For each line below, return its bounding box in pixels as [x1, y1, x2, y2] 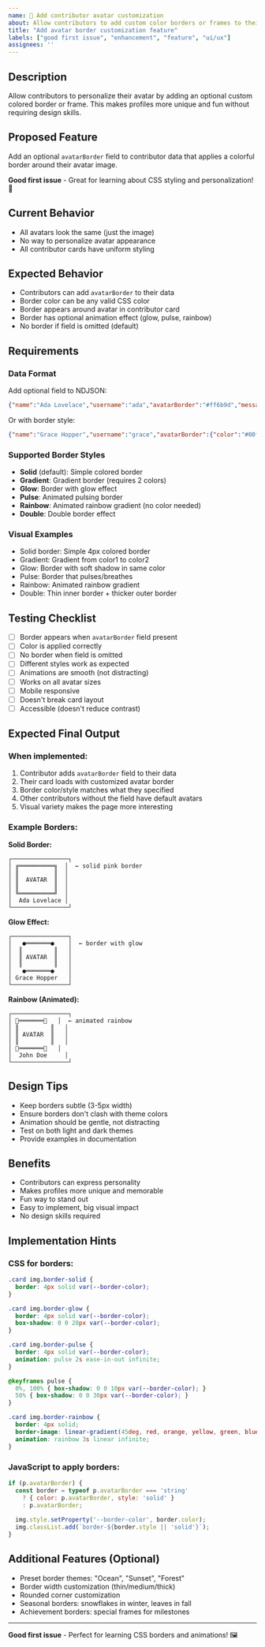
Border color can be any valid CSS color [19, 297, 150, 306]
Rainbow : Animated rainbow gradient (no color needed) [19, 501, 201, 510]
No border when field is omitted [19, 650, 123, 659]
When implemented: [8, 751, 88, 762]
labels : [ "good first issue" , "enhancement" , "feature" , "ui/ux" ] [8, 33, 231, 42]
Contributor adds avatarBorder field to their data [19, 768, 177, 778]
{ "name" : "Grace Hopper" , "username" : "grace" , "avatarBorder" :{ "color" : [8, 431, 242, 439]
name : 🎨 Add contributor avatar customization [8, 11, 164, 20]
